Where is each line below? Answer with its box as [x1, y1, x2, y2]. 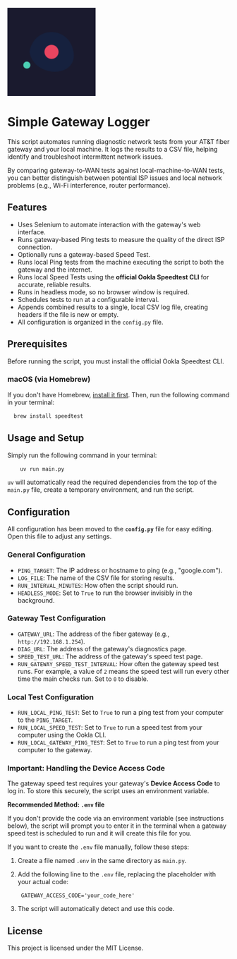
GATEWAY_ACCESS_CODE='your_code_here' [20, 892, 135, 900]
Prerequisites [7, 338, 68, 350]
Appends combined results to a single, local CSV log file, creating [17, 303, 208, 311]
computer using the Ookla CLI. [17, 731, 107, 740]
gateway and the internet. [17, 265, 92, 274]
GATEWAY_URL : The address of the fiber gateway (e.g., [17, 629, 170, 638]
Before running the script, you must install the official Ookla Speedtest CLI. [7, 357, 224, 366]
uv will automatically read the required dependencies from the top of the [7, 478, 217, 487]
